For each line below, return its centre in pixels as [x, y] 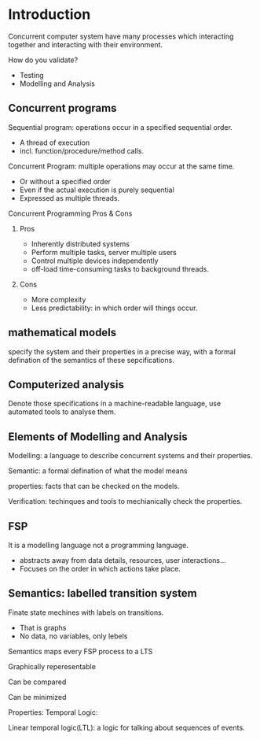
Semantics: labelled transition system [103, 593]
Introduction [49, 15]
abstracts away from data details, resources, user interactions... [123, 560]
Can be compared [37, 682]
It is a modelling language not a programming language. [98, 545]
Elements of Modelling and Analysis [98, 437]
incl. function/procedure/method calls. [81, 150]
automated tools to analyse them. [62, 412]
